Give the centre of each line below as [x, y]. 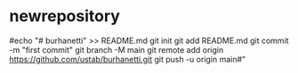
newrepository [64, 16]
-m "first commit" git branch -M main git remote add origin [117, 49]
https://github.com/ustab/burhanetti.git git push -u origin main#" [128, 59]
